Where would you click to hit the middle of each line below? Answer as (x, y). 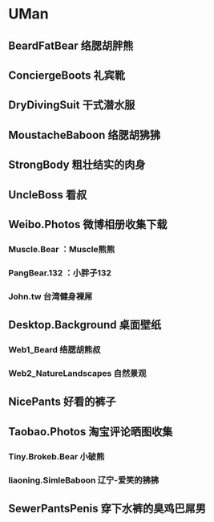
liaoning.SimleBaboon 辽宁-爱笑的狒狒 (84, 480)
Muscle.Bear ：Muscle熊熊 (62, 249)
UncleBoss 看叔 (48, 195)
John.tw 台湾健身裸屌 (50, 296)
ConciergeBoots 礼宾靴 (67, 75)
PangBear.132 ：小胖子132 (60, 272)
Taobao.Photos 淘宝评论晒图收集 (91, 432)
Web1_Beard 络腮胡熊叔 (55, 350)
